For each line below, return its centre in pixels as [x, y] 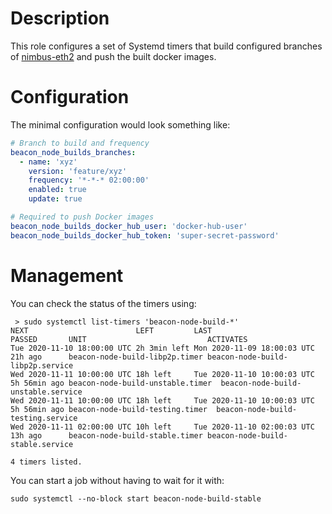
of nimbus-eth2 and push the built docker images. [113, 56]
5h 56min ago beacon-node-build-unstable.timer [111, 383]
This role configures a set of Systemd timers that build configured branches [166, 46]
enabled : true [57, 190]
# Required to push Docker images [82, 217]
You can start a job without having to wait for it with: [117, 480]
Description [60, 18]
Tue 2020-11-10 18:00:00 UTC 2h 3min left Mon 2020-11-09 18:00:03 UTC [162, 348]
